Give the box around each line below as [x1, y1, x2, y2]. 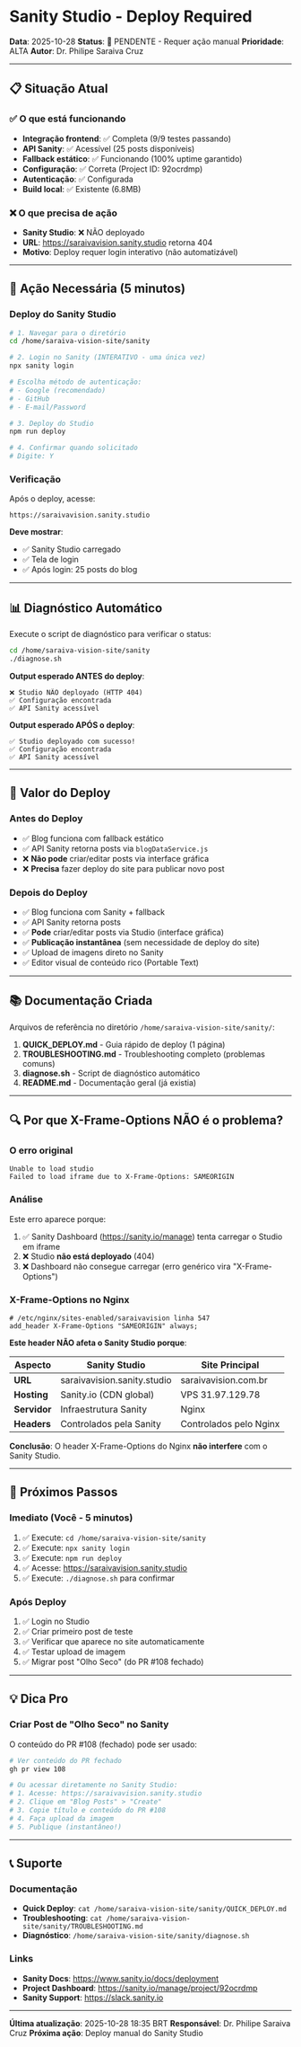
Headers [13, 1418, 52, 1431]
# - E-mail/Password [9, 403, 87, 412]
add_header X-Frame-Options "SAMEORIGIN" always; [9, 1322, 199, 1331]
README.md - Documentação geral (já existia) [21, 1077, 197, 1088]
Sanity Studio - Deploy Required [9, 6, 253, 27]
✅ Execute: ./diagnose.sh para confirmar [21, 1573, 176, 1583]
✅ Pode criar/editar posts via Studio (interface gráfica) [21, 926, 225, 937]
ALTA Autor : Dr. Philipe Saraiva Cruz [9, 45, 144, 56]
